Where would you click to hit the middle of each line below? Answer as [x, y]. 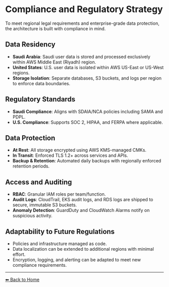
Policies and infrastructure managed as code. [60, 244]
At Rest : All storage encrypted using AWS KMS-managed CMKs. [79, 150]
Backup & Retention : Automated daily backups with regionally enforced [87, 161]
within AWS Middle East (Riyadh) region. [54, 62]
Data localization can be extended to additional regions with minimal [83, 249]
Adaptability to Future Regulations [60, 231]
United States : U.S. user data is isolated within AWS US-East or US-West [88, 67]
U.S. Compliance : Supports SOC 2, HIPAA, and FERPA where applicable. [88, 122]
